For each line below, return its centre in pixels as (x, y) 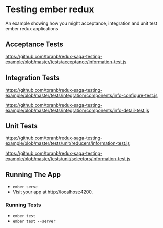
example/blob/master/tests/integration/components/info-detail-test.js (77, 110)
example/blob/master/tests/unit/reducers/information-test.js (67, 143)
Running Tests (23, 205)
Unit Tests (21, 126)
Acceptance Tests (34, 45)
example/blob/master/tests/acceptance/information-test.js (66, 62)
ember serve (25, 187)
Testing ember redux (50, 9)
